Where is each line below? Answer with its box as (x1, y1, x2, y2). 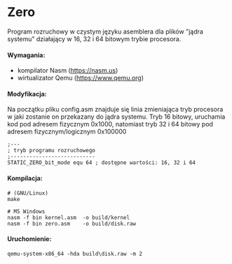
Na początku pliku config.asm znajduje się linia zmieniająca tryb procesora (7, 105, 224, 114)
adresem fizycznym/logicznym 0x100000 (7, 127, 127, 136)
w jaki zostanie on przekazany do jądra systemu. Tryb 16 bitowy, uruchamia (7, 112, 226, 121)
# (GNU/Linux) (7, 189, 49, 196)
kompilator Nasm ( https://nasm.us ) (17, 66, 118, 75)
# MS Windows (7, 207, 46, 215)
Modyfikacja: (7, 89, 47, 98)
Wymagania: (7, 50, 46, 59)
